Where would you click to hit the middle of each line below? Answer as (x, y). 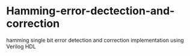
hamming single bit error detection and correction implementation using (95, 40)
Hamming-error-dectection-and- (90, 11)
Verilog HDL (21, 46)
